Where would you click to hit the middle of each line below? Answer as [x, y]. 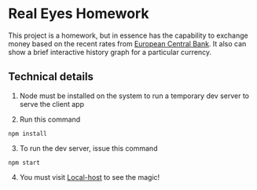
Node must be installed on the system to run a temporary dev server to [134, 96]
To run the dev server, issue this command [88, 148]
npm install [28, 133]
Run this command [50, 119]
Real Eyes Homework [79, 14]
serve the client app [52, 104]
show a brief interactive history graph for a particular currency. [110, 52]
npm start [24, 163]
